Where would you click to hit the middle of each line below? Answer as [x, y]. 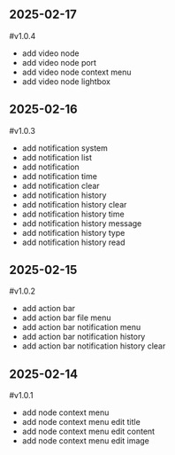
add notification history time [73, 214]
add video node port [59, 62]
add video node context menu [76, 72]
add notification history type [73, 232]
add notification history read [73, 242]
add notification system [65, 148]
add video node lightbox [66, 81]
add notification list [57, 157]
